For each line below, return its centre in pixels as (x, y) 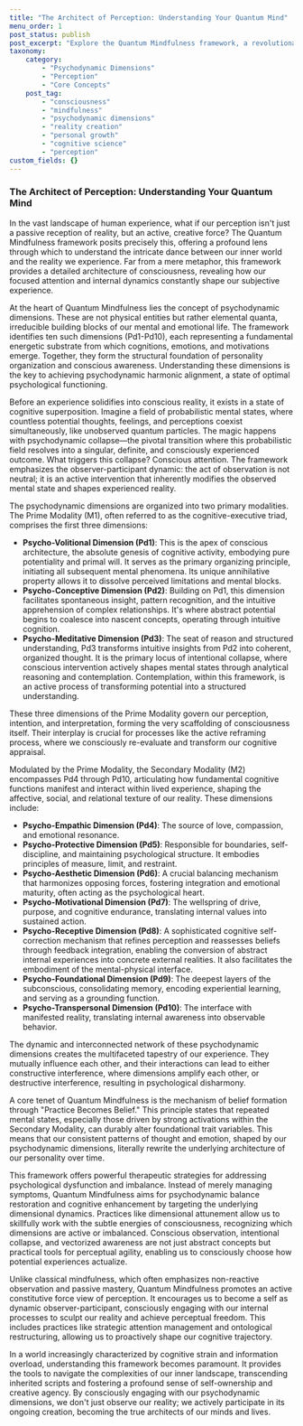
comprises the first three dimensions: (79, 525)
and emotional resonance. (71, 834)
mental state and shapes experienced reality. (93, 488)
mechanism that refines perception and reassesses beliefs (172, 940)
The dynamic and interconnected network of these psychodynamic (134, 1044)
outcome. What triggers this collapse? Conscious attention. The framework (149, 459)
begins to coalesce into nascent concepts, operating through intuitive (151, 619)
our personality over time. (57, 1158)
